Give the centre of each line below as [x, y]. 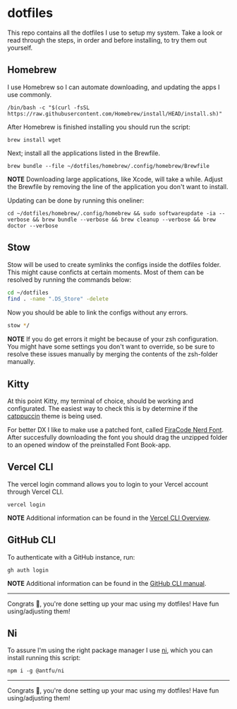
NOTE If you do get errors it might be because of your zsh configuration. [113, 339]
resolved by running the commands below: [69, 279]
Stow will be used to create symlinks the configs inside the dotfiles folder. [114, 264]
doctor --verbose [33, 226]
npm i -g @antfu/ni [36, 671]
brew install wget [34, 140]
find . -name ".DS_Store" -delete [58, 299]
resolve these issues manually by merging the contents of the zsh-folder [113, 354]
